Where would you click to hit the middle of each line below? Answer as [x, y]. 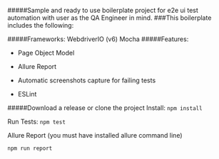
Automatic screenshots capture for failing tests [87, 80]
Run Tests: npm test [37, 121]
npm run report [30, 148]
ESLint [27, 94]
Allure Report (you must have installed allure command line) [95, 135]
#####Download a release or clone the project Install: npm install [105, 108]
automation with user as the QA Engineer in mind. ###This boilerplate [109, 18]
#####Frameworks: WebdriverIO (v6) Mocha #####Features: [98, 39]
